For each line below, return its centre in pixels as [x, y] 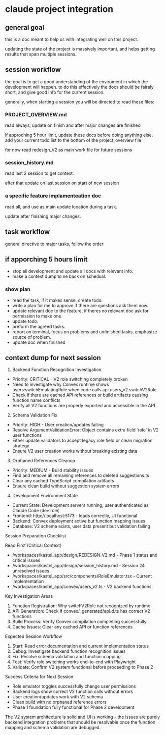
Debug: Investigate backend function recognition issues [69, 651]
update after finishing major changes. [43, 216]
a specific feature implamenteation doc [53, 196]
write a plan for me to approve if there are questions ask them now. [80, 305]
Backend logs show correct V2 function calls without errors [72, 691]
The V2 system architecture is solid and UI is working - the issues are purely [82, 717]
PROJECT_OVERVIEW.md [36, 114]
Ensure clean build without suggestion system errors [66, 486]
